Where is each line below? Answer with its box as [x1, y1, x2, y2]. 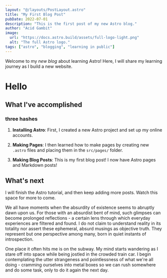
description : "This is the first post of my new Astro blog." [5, 21, 137, 26]
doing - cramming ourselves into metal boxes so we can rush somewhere [5, 262, 156, 268]
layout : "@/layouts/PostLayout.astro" [5, 7, 86, 12]
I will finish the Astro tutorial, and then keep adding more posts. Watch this [5, 190, 158, 196]
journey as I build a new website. [5, 63, 73, 69]
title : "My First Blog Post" [5, 12, 66, 17]
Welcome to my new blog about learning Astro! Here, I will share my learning [5, 58, 163, 64]
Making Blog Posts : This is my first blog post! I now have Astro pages [12, 156, 156, 162]
